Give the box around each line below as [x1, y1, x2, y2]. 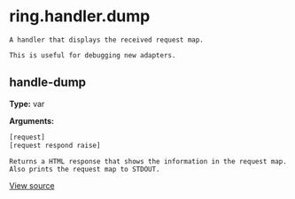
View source [9, 180, 55, 191]
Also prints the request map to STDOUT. [9, 165, 161, 173]
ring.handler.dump [9, 6, 151, 27]
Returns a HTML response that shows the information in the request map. [9, 157, 288, 165]
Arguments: [9, 115, 55, 126]
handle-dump [9, 75, 87, 90]
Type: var [9, 98, 45, 109]
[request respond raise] [9, 141, 101, 149]
